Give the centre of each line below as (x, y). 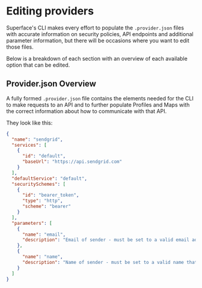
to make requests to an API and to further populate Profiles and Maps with (98, 105)
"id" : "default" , (44, 156)
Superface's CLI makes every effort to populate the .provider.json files (95, 28)
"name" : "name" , (42, 257)
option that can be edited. (38, 65)
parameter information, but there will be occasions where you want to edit (98, 40)
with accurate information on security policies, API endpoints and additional (100, 34)
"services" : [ (29, 145)
